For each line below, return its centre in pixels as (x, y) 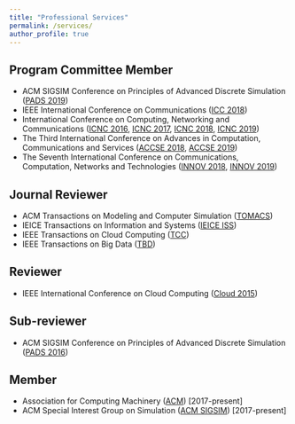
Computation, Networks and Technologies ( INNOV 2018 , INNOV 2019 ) (149, 167)
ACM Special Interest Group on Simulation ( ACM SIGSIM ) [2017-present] (154, 411)
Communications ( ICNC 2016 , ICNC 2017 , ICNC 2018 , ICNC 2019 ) (140, 129)
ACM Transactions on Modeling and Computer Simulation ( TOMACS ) (147, 216)
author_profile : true (49, 34)
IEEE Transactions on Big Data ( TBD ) (89, 244)
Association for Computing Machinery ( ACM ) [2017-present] (132, 401)
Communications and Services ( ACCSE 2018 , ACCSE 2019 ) (130, 148)
